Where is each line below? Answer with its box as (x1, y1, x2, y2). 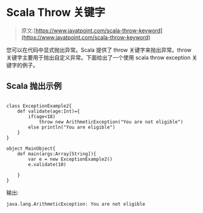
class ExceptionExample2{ (6, 103, 72, 109)
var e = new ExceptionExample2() (28, 156, 113, 162)
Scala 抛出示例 (6, 81, 62, 91)
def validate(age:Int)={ (17, 108, 80, 114)
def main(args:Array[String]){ (17, 150, 97, 157)
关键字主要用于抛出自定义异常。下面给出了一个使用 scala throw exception (6, 54, 191, 61)
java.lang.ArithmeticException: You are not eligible (6, 201, 146, 207)
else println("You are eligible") (28, 124, 115, 130)
